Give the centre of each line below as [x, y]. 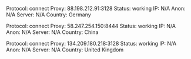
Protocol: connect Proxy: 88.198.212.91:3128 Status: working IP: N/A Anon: [96, 8]
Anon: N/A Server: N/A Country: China [52, 32]
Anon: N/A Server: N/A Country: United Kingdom [65, 50]
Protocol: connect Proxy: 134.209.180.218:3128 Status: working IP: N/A [91, 44]
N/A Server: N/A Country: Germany [48, 15]
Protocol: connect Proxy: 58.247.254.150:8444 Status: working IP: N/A [91, 26]
